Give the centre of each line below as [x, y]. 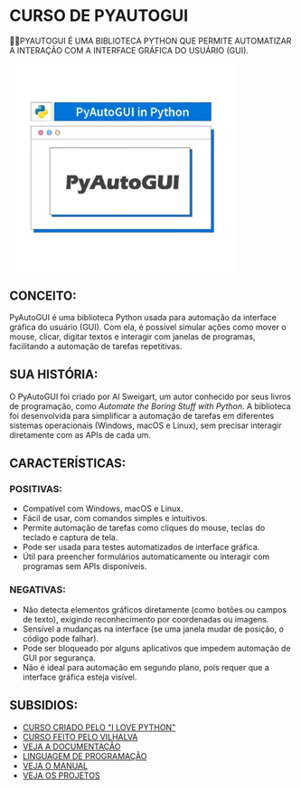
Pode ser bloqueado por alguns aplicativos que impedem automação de [156, 648]
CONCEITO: [43, 295]
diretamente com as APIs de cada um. [80, 434]
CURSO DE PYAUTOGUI [99, 16]
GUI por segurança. [59, 658]
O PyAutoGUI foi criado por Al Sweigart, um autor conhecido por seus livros [150, 396]
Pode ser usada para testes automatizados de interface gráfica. [141, 547]
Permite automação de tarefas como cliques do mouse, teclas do [144, 528]
